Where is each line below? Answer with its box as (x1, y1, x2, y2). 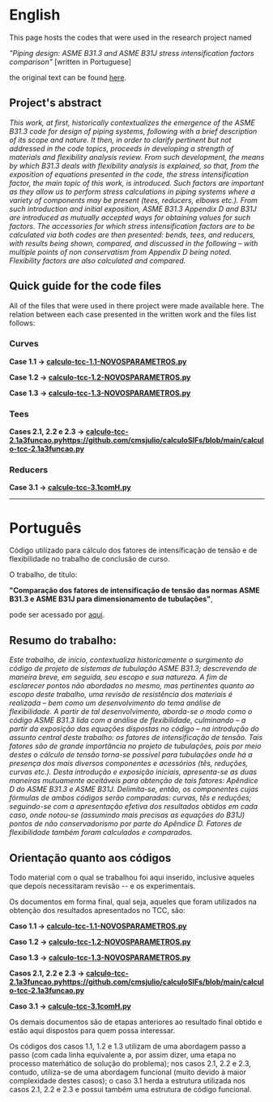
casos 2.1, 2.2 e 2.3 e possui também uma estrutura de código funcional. (9, 1085, 252, 1095)
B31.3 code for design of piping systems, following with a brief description (9, 126, 258, 136)
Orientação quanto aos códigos (9, 850, 172, 865)
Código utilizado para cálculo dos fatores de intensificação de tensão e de (9, 545, 258, 555)
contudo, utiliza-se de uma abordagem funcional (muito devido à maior (9, 1067, 246, 1077)
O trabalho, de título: (9, 570, 78, 579)
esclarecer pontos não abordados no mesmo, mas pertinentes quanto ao (9, 681, 254, 691)
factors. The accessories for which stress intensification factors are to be (9, 221, 255, 230)
